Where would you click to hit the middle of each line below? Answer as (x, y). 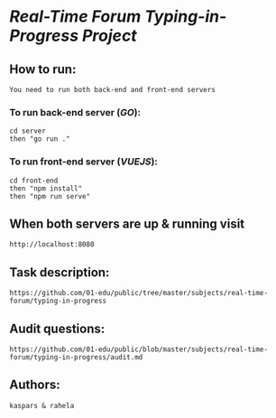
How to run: (43, 69)
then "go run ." (40, 139)
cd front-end (34, 181)
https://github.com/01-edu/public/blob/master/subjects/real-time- (139, 349)
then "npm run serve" (50, 196)
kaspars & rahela (42, 405)
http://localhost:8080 (52, 245)
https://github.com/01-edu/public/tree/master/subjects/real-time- (139, 293)
